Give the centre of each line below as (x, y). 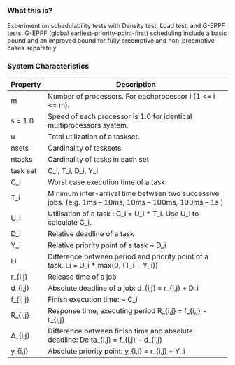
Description (136, 84)
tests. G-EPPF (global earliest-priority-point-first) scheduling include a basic (117, 33)
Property (26, 84)
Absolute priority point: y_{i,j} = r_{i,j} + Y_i (116, 351)
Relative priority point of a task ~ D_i (107, 245)
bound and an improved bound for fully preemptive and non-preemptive (111, 41)
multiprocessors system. (88, 125)
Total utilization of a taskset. (94, 137)
